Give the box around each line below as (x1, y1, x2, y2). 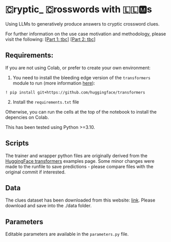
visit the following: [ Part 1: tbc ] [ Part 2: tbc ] (5, 36, 96, 42)
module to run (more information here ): (12, 80, 95, 86)
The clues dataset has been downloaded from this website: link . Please (5, 197, 156, 203)
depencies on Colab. (5, 114, 49, 120)
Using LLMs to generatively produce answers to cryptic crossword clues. (5, 20, 160, 27)
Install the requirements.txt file (12, 99, 79, 105)
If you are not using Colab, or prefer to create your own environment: (5, 64, 151, 71)
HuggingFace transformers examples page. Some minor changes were (5, 158, 155, 164)
